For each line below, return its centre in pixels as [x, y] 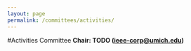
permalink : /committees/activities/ [61, 20]
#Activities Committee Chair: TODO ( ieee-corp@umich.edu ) [96, 40]
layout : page [26, 14]
